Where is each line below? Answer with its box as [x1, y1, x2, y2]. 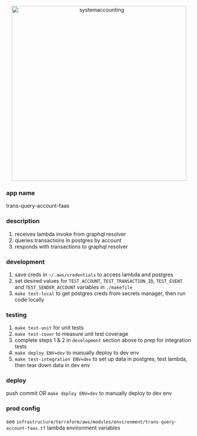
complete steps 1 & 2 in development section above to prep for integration [14, 336, 191, 344]
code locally [14, 296, 45, 303]
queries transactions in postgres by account [14, 236, 122, 244]
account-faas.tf [6, 425, 46, 431]
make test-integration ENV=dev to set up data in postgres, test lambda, [14, 355, 188, 362]
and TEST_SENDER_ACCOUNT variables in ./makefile [14, 283, 133, 290]
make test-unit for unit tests [14, 324, 84, 331]
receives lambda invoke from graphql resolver [14, 230, 126, 237]
